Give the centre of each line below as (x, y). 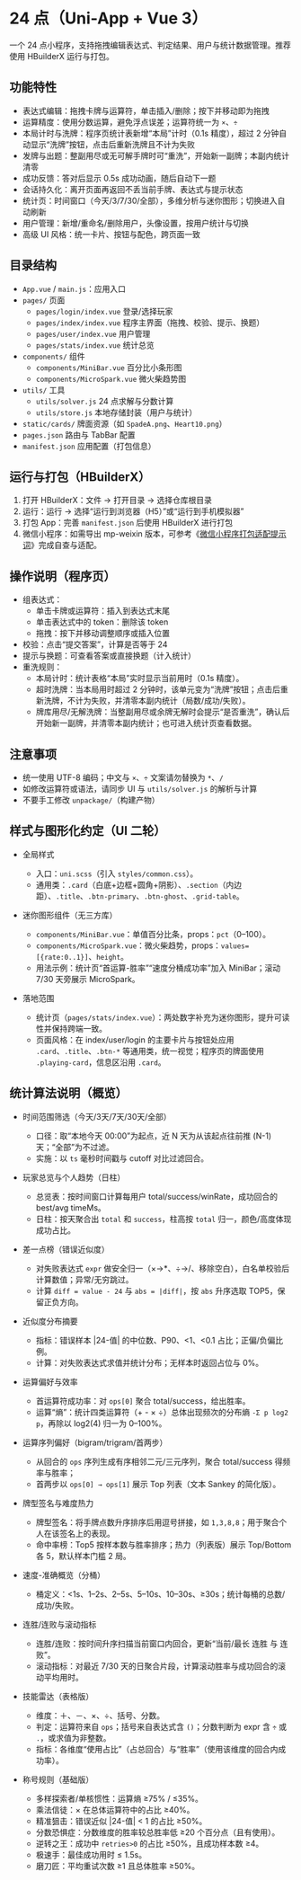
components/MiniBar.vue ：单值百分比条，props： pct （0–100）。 (153, 934)
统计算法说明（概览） (68, 1093)
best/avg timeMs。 (71, 1207)
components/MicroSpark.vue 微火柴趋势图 (111, 378)
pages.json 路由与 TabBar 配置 (79, 435)
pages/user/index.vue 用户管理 (93, 333)
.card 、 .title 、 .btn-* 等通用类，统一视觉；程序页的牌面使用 (150, 1051)
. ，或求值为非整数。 (73, 1738)
